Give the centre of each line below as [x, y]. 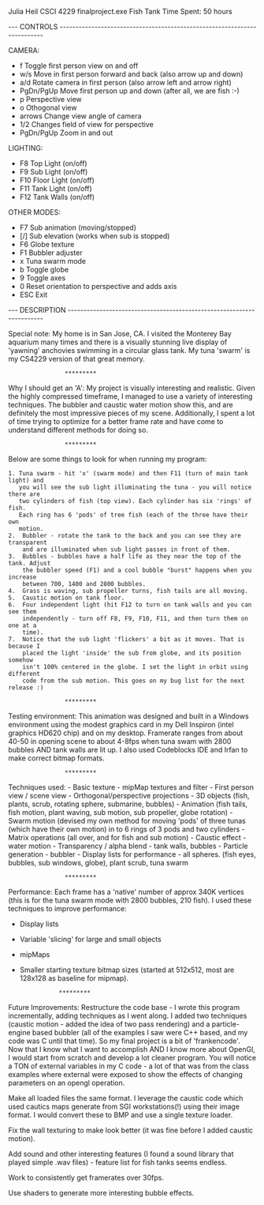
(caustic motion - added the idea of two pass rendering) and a [109, 1024]
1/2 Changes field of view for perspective [86, 124]
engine [19, 1032]
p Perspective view [51, 99]
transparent [28, 542]
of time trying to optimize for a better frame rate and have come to [116, 421]
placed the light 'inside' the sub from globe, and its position [132, 653]
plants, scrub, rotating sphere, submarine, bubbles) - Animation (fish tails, [128, 804]
